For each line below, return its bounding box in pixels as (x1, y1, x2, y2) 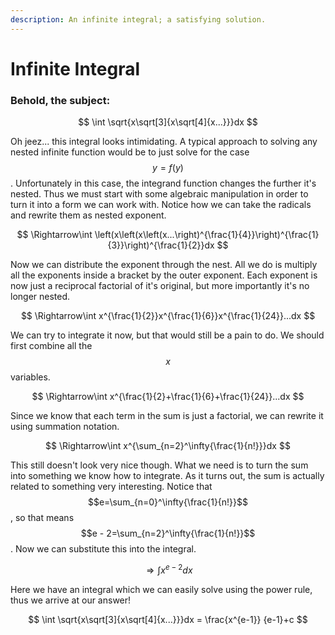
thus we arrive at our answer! (10, 594, 132, 606)
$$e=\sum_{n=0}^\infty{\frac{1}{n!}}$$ (87, 496, 249, 508)
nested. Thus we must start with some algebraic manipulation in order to (10, 188, 309, 200)
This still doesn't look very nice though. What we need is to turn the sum (10, 459, 309, 471)
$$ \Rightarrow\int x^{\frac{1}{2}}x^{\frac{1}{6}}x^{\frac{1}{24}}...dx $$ (20, 310, 316, 322)
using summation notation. (10, 421, 120, 433)
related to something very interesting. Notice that (10, 481, 213, 493)
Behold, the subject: (10, 93, 111, 107)
